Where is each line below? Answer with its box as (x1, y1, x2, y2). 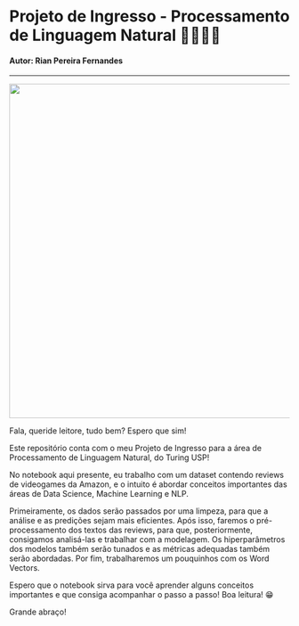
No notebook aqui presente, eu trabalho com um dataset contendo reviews (9, 470, 285, 481)
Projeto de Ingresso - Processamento (9, 6, 290, 27)
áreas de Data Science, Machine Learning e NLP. (9, 489, 190, 499)
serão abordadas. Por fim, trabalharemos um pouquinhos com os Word (9, 553, 270, 564)
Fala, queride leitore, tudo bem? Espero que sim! (9, 425, 187, 436)
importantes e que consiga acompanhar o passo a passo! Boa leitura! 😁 (9, 589, 274, 600)
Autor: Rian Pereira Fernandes (9, 55, 123, 66)
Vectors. (9, 563, 40, 573)
